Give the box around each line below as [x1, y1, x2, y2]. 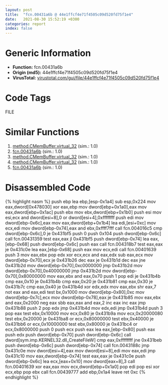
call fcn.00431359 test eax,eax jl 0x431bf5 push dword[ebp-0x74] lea [5, 236, 149, 242]
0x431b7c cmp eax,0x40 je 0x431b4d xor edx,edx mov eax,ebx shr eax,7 [5, 284, 156, 290]
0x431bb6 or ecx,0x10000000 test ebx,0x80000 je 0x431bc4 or [5, 321, 138, 327]
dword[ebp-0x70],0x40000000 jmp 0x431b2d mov [5, 268, 111, 274]
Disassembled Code [5, 182, 91, 194]
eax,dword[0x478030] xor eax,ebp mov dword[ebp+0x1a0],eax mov [5, 204, 147, 210]
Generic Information [5, 48, 91, 59]
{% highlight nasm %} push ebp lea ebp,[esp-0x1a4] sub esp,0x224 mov [5, 199, 156, 205]
